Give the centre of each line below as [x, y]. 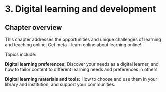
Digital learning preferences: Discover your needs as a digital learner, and [82, 64]
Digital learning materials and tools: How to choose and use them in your [81, 79]
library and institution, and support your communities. [60, 84]
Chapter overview [34, 28]
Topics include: [21, 54]
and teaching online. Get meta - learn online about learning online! [73, 45]
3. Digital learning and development [81, 9]
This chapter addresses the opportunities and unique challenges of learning [83, 39]
